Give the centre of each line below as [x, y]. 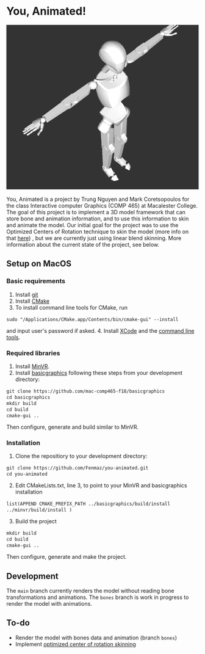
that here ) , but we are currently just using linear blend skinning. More [94, 238]
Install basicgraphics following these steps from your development [99, 372]
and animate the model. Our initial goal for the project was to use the [92, 225]
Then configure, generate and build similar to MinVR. [73, 427]
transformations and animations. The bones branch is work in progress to [98, 597]
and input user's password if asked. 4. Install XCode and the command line [100, 330]
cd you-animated [27, 474]
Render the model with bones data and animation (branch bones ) [96, 638]
